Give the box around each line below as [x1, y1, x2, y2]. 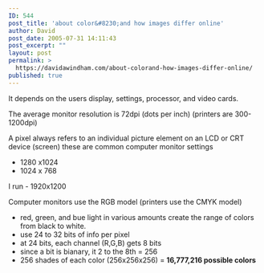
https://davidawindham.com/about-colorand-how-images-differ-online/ [15, 64, 253, 72]
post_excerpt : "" [8, 42, 67, 50]
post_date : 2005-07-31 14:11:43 [8, 34, 116, 43]
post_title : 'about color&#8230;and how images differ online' [8, 19, 225, 27]
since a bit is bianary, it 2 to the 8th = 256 [19, 247, 158, 256]
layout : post [8, 49, 52, 57]
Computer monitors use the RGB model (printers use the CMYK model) [8, 197, 242, 206]
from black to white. [19, 221, 87, 230]
